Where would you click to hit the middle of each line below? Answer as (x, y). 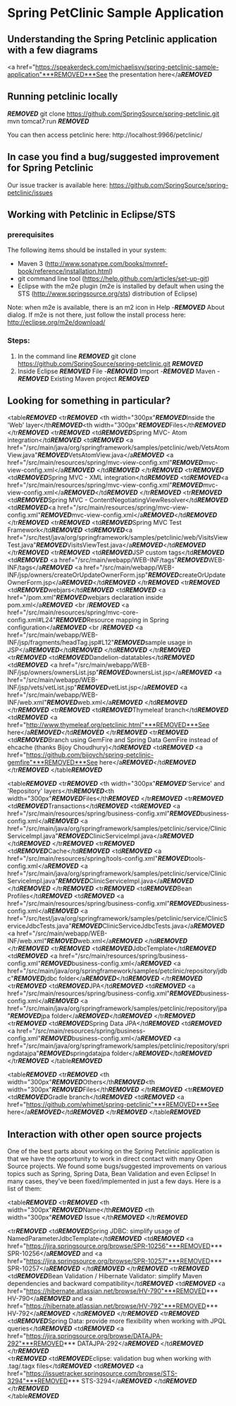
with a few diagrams (53, 50)
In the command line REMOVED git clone (77, 356)
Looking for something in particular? (89, 401)
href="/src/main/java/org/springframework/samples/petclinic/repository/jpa (117, 1008)
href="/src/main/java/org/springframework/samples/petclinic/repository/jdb (117, 971)
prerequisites (31, 234)
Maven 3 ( (32, 264)
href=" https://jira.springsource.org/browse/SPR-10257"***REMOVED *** (115, 1261)
